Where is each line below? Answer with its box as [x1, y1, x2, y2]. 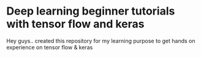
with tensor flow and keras [6, 17, 145, 31]
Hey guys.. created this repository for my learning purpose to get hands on [6, 37, 195, 44]
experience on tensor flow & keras [6, 44, 93, 51]
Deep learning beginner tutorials [6, 4, 175, 18]
